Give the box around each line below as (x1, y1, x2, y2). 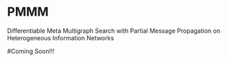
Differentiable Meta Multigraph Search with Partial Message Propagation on (7, 27, 221, 35)
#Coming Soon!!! (7, 47, 55, 55)
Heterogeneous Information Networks (7, 33, 115, 42)
